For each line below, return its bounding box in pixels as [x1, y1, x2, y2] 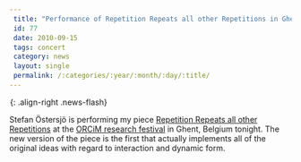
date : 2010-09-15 [13, 33, 78, 42]
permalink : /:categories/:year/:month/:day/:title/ [13, 72, 211, 81]
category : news [13, 52, 70, 62]
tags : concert [13, 43, 66, 52]
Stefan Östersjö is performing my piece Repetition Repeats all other [9, 114, 258, 124]
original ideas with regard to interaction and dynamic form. [9, 142, 226, 153]
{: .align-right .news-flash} [10, 97, 107, 107]
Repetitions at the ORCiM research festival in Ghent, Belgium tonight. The [9, 124, 280, 134]
